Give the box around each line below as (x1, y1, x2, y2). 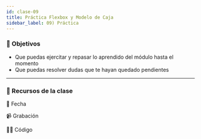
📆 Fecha (6, 100, 27, 107)
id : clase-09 (6, 8, 39, 15)
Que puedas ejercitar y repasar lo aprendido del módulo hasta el (14, 53, 173, 61)
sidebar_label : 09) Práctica (6, 20, 79, 26)
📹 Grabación (6, 112, 39, 119)
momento (14, 59, 39, 67)
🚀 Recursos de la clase (6, 86, 73, 95)
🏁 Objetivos (6, 40, 41, 48)
